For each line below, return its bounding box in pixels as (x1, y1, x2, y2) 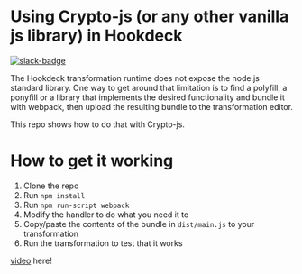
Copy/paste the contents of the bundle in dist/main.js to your (23, 218, 255, 229)
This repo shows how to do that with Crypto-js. (10, 119, 186, 130)
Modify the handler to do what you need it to (23, 209, 189, 220)
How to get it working (10, 151, 174, 171)
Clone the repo (23, 180, 79, 191)
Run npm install (23, 189, 86, 200)
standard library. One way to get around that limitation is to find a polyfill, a (10, 82, 288, 93)
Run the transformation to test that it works (23, 237, 183, 249)
